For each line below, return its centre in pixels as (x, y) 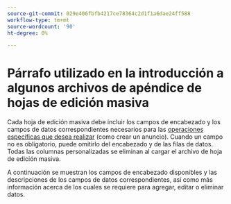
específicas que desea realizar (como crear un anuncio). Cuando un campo (115, 137)
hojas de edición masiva (78, 103)
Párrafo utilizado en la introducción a (115, 73)
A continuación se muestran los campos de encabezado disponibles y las (112, 172)
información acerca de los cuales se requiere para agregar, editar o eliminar (115, 187)
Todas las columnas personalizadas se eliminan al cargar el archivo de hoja (115, 152)
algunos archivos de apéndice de (105, 88)
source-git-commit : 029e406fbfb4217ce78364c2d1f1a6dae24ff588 (99, 14)
